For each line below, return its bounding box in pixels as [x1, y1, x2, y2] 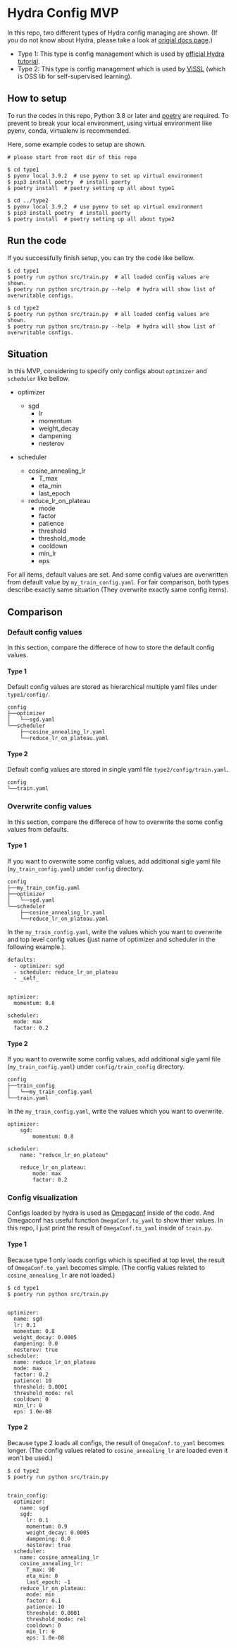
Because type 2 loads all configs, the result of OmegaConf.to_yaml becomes [7, 1438, 225, 1447]
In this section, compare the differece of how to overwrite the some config [7, 818, 223, 826]
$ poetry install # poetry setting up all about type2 [7, 216, 175, 223]
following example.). [7, 942, 66, 951]
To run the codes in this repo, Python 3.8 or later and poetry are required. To [7, 111, 229, 119]
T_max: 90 [25, 1566, 55, 1573]
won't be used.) [7, 1454, 53, 1462]
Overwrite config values [7, 801, 92, 811]
